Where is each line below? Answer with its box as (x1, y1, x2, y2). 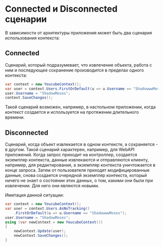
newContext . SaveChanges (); (14, 233, 68, 238)
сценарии (5, 14, 47, 25)
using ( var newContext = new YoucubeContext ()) (5, 220, 103, 225)
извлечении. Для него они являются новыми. (5, 183, 99, 189)
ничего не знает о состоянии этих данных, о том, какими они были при (5, 177, 153, 183)
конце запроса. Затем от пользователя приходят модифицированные (5, 167, 150, 173)
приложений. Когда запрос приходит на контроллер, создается (5, 152, 137, 158)
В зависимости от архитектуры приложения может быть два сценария (5, 30, 152, 35)
